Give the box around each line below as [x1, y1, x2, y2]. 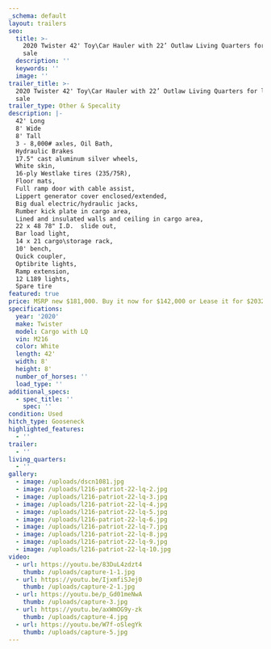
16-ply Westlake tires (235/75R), [15, 170, 131, 178]
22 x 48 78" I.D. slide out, [15, 222, 117, 230]
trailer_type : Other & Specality [8, 102, 121, 110]
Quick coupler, [15, 252, 67, 260]
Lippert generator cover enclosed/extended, [15, 192, 168, 200]
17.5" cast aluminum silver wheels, [15, 154, 139, 162]
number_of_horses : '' [15, 373, 89, 381]
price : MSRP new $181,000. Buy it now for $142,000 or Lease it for [8, 297, 244, 306]
